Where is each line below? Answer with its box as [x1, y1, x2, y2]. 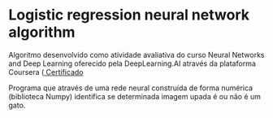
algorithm [8, 23, 76, 42]
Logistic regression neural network [8, 6, 250, 24]
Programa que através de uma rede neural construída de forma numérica [8, 83, 253, 93]
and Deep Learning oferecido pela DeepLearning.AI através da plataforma [8, 59, 256, 68]
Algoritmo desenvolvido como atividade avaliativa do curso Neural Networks [8, 50, 265, 59]
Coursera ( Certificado [8, 67, 84, 76]
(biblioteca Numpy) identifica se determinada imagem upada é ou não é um [8, 91, 262, 101]
